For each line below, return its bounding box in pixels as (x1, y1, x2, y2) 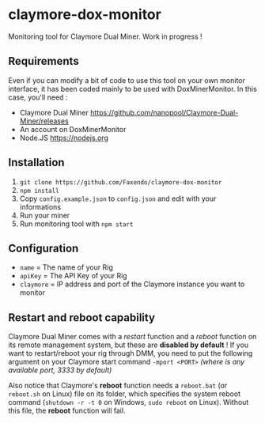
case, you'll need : (8, 93, 68, 102)
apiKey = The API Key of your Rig (19, 271, 128, 281)
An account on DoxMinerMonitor (19, 124, 127, 134)
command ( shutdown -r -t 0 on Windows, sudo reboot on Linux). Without (8, 398, 249, 407)
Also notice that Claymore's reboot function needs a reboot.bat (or (8, 381, 228, 391)
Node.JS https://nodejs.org (19, 133, 109, 142)
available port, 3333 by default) (8, 365, 112, 375)
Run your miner (19, 210, 70, 220)
